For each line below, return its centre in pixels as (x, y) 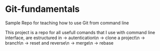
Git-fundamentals (42, 9)
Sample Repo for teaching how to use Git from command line (67, 23)
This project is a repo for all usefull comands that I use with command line (80, 32)
